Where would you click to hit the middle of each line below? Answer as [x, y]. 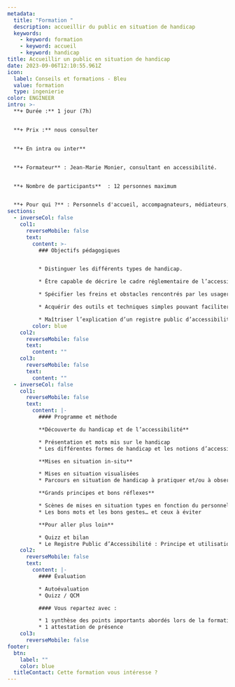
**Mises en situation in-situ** [85, 461]
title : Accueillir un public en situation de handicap [89, 59]
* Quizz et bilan [64, 537]
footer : [19, 646]
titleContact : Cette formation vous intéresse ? [86, 673]
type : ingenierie [39, 92]
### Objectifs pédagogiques [79, 250]
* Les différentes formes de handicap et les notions [118, 449]
